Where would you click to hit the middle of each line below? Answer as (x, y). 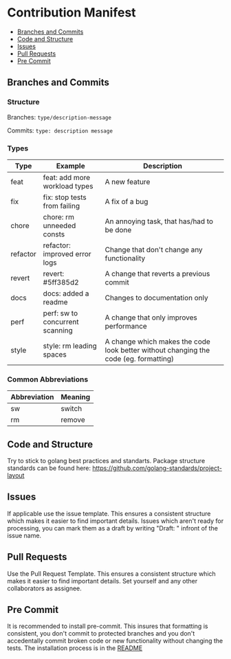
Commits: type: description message (60, 130)
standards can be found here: (49, 468)
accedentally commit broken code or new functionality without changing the (115, 641)
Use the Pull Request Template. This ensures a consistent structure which (112, 573)
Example (70, 166)
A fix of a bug (126, 201)
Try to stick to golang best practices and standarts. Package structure (106, 461)
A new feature (128, 181)
